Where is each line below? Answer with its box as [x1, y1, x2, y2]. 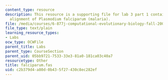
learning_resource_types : [5, 30, 59, 35]
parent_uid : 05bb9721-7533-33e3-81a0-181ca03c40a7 [5, 53, 113, 59]
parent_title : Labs [5, 44, 46, 49]
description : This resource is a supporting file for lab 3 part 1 [5, 12, 149, 17]
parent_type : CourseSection [5, 49, 64, 54]
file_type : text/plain [5, 26, 52, 31]
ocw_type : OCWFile [5, 40, 43, 45]
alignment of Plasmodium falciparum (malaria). [9, 16, 111, 21]
